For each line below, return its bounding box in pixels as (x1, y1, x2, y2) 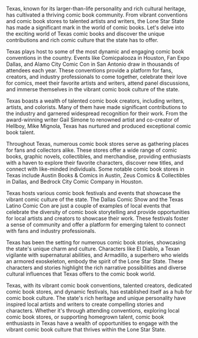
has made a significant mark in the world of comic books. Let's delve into (6, 24, 184, 31)
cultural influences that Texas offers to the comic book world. (6, 270, 155, 278)
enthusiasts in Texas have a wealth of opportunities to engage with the (6, 320, 178, 327)
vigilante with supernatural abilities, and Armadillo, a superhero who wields (6, 251, 189, 259)
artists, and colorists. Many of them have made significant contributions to (6, 104, 187, 110)
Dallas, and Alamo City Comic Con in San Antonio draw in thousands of (6, 60, 180, 68)
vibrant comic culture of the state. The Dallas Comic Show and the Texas (6, 196, 184, 203)
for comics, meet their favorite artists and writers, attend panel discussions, (6, 79, 190, 87)
